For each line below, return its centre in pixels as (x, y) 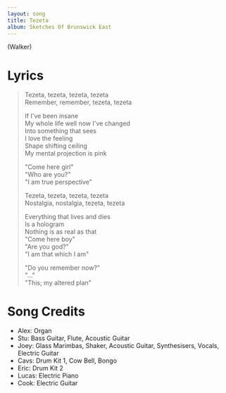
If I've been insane (51, 116)
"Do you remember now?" (62, 268)
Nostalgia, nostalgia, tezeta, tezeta (75, 203)
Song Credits (46, 311)
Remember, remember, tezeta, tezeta (78, 102)
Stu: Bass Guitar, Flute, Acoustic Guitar (74, 338)
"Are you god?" (46, 247)
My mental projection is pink (65, 154)
